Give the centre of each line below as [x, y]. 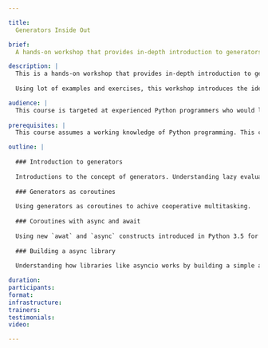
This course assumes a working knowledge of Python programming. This [135, 132]
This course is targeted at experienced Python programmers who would [135, 110]
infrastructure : [35, 303]
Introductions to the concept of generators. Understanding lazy [126, 176]
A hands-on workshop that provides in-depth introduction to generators [139, 52]
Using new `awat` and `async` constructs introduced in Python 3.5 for [137, 236]
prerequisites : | [37, 125]
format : [21, 295]
